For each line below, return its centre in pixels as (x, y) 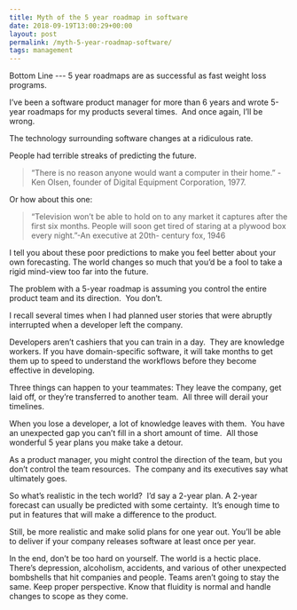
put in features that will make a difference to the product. (113, 515)
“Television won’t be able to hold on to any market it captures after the (159, 217)
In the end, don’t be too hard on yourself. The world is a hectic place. (135, 559)
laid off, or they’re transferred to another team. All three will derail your (139, 397)
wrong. (22, 122)
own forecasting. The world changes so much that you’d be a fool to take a (146, 262)
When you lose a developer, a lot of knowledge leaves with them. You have (147, 424)
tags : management (41, 51)
